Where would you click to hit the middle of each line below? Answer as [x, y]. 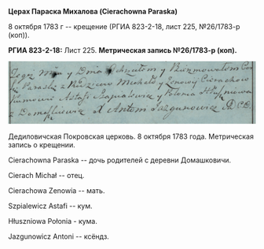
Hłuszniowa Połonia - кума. [53, 221]
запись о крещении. [42, 144]
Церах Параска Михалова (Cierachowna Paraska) [93, 11]
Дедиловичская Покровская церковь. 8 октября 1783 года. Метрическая [131, 136]
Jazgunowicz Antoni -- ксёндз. [59, 236]
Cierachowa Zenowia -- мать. [57, 190]
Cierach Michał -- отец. [46, 175]
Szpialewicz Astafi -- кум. [50, 206]
